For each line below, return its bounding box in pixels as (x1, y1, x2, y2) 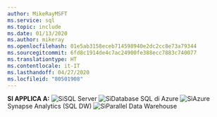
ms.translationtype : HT (7, 56, 77, 63)
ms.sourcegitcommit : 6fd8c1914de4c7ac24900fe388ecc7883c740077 (7, 50, 197, 57)
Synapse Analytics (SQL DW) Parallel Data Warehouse (7, 102, 178, 111)
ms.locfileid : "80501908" (7, 75, 83, 83)
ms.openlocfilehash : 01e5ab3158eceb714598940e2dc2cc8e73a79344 (7, 43, 197, 50)
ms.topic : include (7, 23, 61, 30)
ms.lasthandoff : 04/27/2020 (7, 69, 90, 76)
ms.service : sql (7, 17, 55, 24)
